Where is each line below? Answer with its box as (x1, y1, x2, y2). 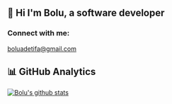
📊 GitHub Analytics (7, 66, 96, 78)
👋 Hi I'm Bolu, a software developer (7, 7, 165, 19)
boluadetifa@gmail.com (7, 44, 76, 53)
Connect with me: (7, 28, 70, 38)
